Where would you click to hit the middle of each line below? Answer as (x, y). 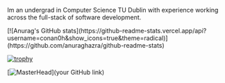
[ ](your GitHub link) (56, 72)
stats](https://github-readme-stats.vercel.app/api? (134, 31)
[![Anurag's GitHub (34, 31)
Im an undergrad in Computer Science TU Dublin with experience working (113, 10)
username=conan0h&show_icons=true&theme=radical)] (87, 38)
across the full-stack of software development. (74, 17)
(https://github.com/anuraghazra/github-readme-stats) (86, 45)
